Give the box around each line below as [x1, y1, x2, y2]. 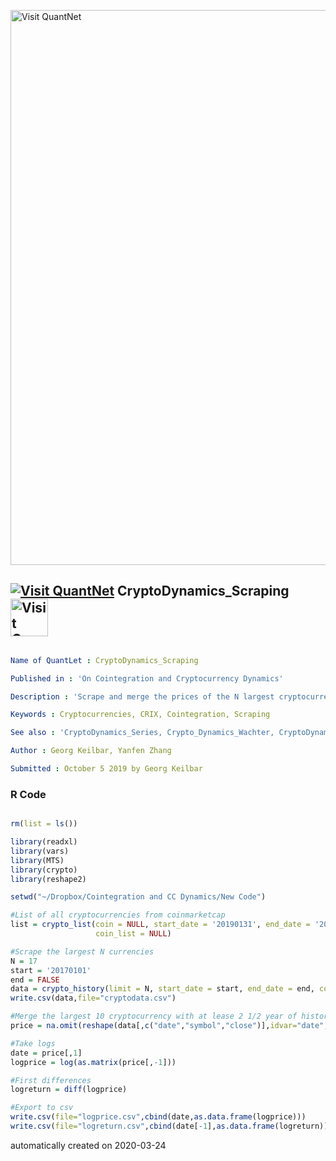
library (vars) [10, 846, 70, 856]
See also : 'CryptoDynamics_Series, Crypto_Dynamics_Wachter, [10, 728, 275, 738]
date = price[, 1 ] [10, 1048, 83, 1058]
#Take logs [10, 1038, 56, 1049]
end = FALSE [10, 975, 60, 985]
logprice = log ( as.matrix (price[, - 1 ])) [10, 1057, 177, 1067]
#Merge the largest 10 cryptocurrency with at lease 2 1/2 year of [10, 1011, 298, 1022]
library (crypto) [10, 865, 78, 875]
